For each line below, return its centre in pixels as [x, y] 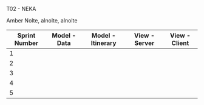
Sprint [26, 36]
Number [26, 43]
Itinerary [104, 43]
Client [180, 43]
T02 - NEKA [21, 9]
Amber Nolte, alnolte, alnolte [42, 20]
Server [144, 43]
